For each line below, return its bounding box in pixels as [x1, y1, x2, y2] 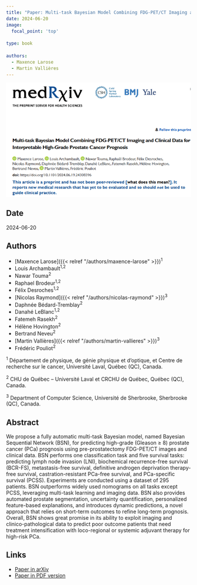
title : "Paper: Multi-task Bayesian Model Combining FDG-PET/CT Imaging [6, 9, 188, 15]
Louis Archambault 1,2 [14, 264, 66, 272]
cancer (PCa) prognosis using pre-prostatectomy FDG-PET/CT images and [6, 445, 187, 453]
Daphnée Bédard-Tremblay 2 [14, 300, 83, 308]
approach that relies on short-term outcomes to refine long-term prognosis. [6, 508, 189, 515]
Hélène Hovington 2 [14, 321, 62, 330]
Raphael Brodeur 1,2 [14, 278, 61, 287]
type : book [6, 41, 33, 46]
